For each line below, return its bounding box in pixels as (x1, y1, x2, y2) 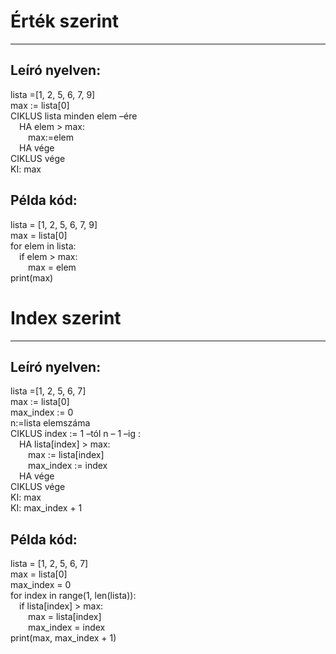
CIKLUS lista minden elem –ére (10, 110, 138, 122)
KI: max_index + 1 (10, 502, 83, 514)
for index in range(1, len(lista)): (10, 590, 137, 602)
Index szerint (10, 306, 122, 329)
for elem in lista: (10, 240, 77, 252)
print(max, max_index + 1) (10, 632, 117, 644)
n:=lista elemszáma (10, 417, 91, 429)
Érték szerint (10, 10, 120, 33)
